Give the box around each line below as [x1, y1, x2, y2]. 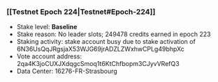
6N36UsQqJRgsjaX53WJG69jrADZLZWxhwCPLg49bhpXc [16, 45, 184, 54]
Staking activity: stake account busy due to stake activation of [16, 38, 196, 46]
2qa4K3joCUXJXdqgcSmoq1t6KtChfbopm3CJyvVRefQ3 [16, 60, 180, 68]
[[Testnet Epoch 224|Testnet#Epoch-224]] [6, 7, 156, 17]
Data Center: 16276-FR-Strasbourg [16, 67, 118, 76]
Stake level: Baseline [16, 23, 78, 31]
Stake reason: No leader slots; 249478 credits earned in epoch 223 [16, 30, 211, 38]
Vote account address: [16, 52, 82, 60]
